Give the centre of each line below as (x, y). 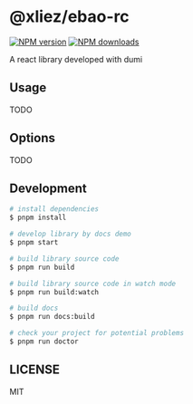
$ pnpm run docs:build (52, 317)
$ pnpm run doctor (44, 341)
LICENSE (35, 370)
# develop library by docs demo (70, 234)
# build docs (34, 308)
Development (48, 188)
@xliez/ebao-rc (69, 17)
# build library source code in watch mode (93, 284)
